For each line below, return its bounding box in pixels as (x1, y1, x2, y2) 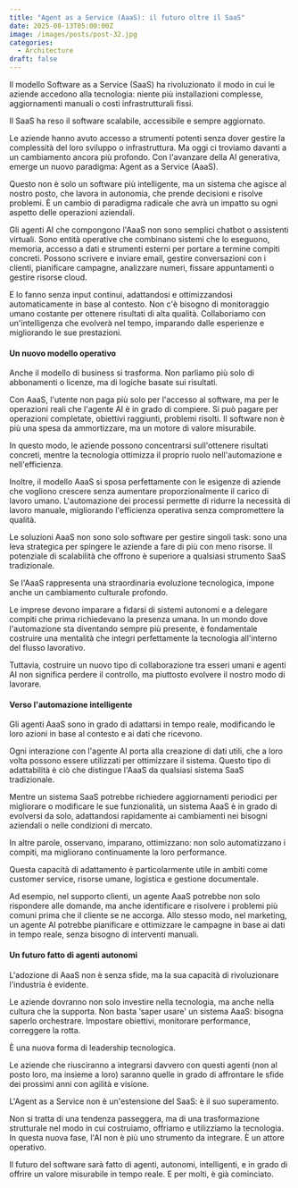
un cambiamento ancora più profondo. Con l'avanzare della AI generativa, (9, 152, 281, 162)
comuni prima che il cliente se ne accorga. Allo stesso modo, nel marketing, (9, 910, 287, 921)
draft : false (9, 55, 58, 63)
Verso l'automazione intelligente (9, 699, 133, 710)
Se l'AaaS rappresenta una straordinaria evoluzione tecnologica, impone (9, 577, 275, 588)
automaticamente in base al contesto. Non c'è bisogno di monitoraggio (9, 299, 269, 309)
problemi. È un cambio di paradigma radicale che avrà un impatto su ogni (9, 198, 278, 208)
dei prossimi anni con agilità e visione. (9, 1078, 150, 1089)
